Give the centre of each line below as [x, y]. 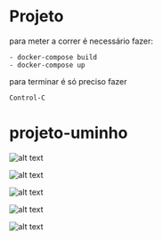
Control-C [28, 98]
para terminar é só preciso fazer [68, 81]
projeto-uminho [69, 133]
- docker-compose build [53, 57]
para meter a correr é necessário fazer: [81, 41]
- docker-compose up [48, 65]
